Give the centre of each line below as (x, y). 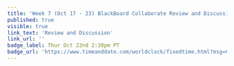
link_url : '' (26, 39)
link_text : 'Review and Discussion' (60, 33)
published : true (31, 20)
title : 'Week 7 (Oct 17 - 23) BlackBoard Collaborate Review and (104, 13)
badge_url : (23, 52)
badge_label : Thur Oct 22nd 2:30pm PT (63, 45)
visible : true (28, 26)
